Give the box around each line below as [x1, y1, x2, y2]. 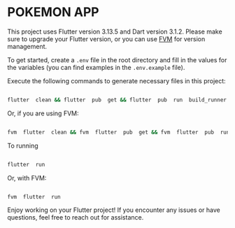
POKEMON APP [7, 4, 99, 20]
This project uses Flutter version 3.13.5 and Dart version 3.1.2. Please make [7, 27, 222, 36]
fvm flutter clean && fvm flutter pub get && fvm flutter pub [7, 129, 215, 136]
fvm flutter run [7, 193, 61, 200]
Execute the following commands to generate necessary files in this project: [7, 76, 226, 85]
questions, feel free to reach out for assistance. [7, 213, 144, 222]
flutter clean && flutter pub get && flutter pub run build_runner [7, 96, 227, 104]
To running [7, 141, 38, 150]
